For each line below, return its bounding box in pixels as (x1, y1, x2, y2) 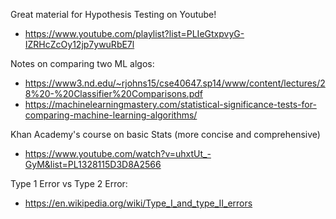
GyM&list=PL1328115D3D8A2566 (24, 159, 162, 170)
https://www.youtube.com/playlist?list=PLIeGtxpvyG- (24, 28, 245, 39)
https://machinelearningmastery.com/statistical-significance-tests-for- (24, 99, 317, 110)
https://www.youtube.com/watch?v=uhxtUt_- (24, 148, 212, 159)
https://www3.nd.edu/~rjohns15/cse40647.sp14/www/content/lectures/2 (24, 77, 326, 89)
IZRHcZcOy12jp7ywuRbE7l (24, 39, 135, 50)
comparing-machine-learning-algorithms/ (24, 109, 198, 121)
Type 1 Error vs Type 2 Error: (10, 178, 128, 189)
